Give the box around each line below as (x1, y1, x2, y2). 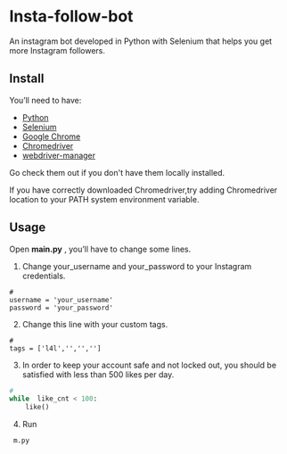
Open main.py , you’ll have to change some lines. (9, 244, 192, 254)
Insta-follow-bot (9, 6, 134, 27)
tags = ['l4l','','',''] (9, 343, 102, 353)
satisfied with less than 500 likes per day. (21, 368, 175, 380)
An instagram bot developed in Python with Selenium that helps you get (9, 36, 273, 46)
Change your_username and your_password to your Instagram (21, 260, 252, 271)
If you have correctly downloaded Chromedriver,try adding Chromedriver (9, 185, 278, 195)
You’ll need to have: (9, 95, 82, 105)
